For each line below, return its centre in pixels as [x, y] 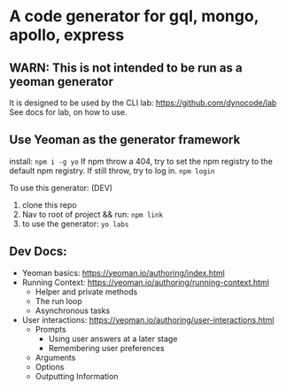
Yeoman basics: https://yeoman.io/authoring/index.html [124, 272]
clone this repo [49, 204]
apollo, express [67, 35]
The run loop [58, 301]
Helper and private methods [86, 291]
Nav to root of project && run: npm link [93, 214]
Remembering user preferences [107, 348]
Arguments [55, 357]
